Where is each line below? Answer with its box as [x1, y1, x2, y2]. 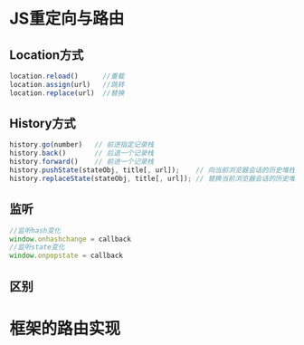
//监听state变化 [9, 243, 65, 252]
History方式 [9, 116, 77, 131]
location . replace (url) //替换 [9, 88, 125, 98]
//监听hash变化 [9, 225, 62, 235]
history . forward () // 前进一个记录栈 [9, 158, 155, 167]
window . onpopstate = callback [9, 251, 124, 261]
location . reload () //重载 [9, 72, 125, 81]
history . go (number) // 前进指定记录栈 [9, 140, 155, 149]
